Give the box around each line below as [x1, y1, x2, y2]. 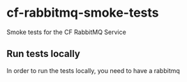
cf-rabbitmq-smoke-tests [6, 5, 159, 21]
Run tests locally [6, 48, 81, 60]
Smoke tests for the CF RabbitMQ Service [6, 28, 126, 36]
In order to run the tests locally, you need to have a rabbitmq [6, 66, 181, 74]
